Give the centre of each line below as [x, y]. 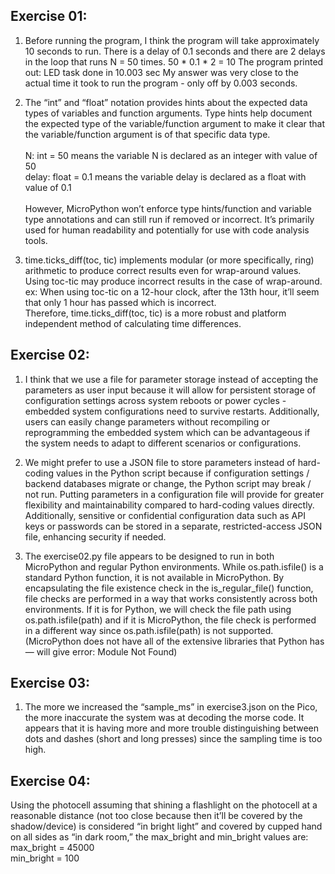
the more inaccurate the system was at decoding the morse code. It [164, 718]
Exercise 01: [49, 16]
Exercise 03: [50, 683]
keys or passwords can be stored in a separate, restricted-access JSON [173, 526]
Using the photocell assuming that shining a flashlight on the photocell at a [164, 805]
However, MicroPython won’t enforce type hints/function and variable [168, 208]
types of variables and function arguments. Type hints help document [168, 113]
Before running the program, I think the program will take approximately [172, 40]
